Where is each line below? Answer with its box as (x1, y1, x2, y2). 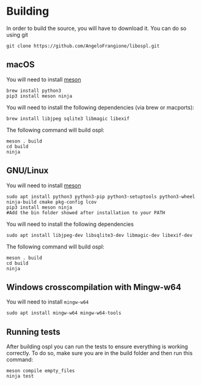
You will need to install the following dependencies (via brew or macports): (6, 103, 194, 111)
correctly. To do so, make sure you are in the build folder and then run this (6, 349, 193, 357)
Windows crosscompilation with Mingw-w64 (6, 282, 181, 292)
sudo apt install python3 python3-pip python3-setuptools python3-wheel (6, 193, 196, 200)
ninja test (6, 373, 34, 379)
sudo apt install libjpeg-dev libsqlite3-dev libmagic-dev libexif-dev (6, 232, 192, 238)
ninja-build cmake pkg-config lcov (6, 199, 97, 205)
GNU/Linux (6, 165, 49, 176)
